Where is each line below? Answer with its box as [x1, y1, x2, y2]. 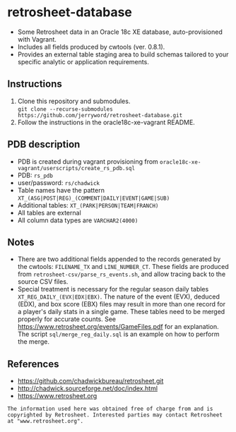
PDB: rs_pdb [17, 171, 53, 179]
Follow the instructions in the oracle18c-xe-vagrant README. [17, 118, 196, 126]
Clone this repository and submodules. [17, 97, 131, 105]
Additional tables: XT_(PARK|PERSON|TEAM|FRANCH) [17, 200, 159, 209]
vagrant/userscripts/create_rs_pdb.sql [17, 164, 136, 172]
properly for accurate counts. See [17, 315, 117, 323]
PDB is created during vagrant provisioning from [17, 157, 159, 166]
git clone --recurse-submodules [17, 105, 113, 113]
